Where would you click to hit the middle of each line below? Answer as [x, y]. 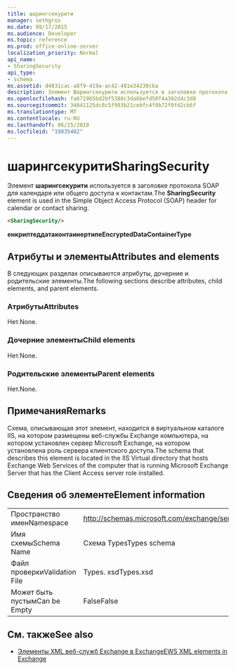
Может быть [32, 592]
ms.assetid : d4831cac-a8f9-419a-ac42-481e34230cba [83, 86]
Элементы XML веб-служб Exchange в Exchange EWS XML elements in [123, 652]
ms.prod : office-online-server [53, 46]
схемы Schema [35, 543]
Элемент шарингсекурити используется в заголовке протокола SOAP [113, 186]
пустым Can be [36, 600]
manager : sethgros [34, 20]
